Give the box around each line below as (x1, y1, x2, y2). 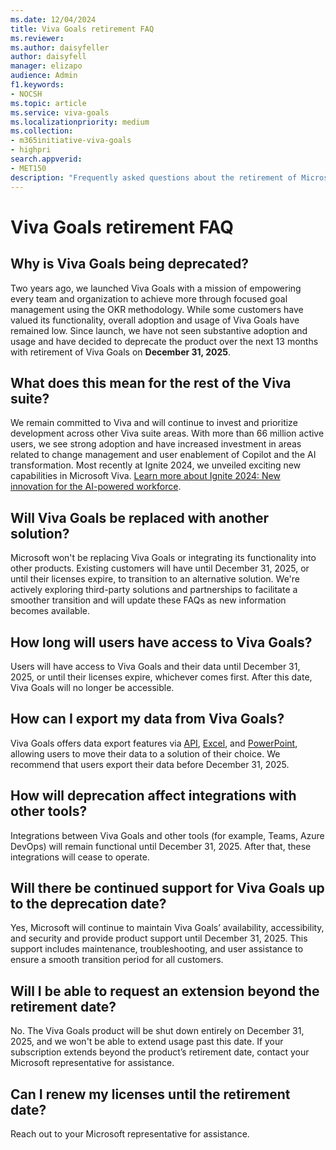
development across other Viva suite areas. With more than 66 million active (10, 427, 325, 440)
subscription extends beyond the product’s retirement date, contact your (10, 1046, 310, 1058)
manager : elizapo (10, 61, 83, 71)
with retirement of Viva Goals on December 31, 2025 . (10, 346, 232, 358)
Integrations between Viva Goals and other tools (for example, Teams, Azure (10, 829, 325, 841)
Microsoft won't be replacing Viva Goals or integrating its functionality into (10, 552, 317, 564)
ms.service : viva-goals (10, 107, 110, 118)
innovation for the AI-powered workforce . (10, 481, 182, 493)
